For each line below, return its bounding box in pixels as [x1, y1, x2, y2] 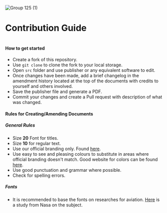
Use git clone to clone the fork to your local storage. [12, 62, 123, 68]
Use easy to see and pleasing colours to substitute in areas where [12, 151, 149, 157]
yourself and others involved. [12, 83, 73, 89]
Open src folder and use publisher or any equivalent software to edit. [12, 67, 155, 73]
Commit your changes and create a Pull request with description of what [12, 93, 162, 100]
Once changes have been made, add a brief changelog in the [12, 72, 139, 78]
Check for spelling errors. [12, 172, 66, 178]
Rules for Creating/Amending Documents [5, 111, 94, 117]
